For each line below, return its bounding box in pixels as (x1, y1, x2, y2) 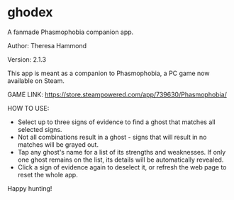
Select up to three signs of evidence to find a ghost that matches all (17, 118, 216, 126)
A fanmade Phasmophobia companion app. (7, 28, 134, 36)
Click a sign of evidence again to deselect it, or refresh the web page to (17, 162, 227, 171)
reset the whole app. (17, 170, 78, 179)
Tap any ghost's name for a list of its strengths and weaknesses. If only (17, 148, 226, 156)
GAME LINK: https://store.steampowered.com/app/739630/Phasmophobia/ (7, 90, 227, 99)
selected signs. (17, 125, 62, 133)
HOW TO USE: (7, 104, 50, 112)
